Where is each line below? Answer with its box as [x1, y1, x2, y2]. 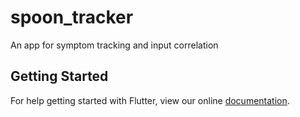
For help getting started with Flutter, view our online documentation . [10, 94, 290, 106]
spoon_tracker [10, 6, 134, 29]
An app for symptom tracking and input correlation [10, 39, 219, 51]
